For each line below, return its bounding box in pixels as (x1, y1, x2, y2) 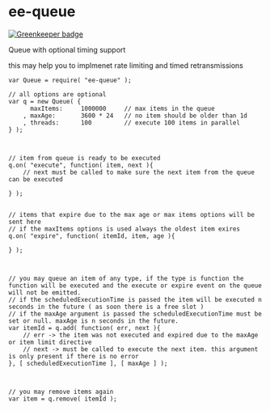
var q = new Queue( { (8, 97, 82, 105)
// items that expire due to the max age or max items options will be (8, 210, 255, 218)
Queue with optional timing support (8, 44, 126, 54)
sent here (8, 218, 42, 226)
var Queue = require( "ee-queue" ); (8, 76, 132, 84)
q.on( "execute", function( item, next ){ (8, 161, 154, 169)
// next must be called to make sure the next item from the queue (23, 168, 255, 176)
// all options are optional (8, 90, 107, 99)
